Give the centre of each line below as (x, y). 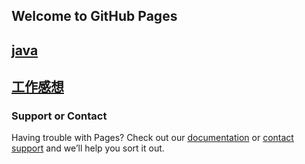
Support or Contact (59, 116)
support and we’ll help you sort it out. (88, 148)
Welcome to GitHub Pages (94, 16)
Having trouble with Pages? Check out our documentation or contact (152, 138)
